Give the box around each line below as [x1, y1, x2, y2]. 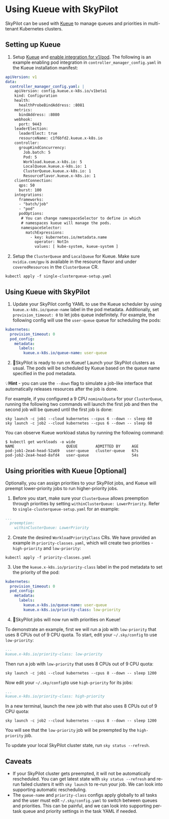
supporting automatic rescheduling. [12, 787, 87, 793]
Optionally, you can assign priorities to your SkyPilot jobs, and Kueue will [5, 480, 156, 486]
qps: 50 [18, 182, 35, 188]
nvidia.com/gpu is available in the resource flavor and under [12, 258, 137, 265]
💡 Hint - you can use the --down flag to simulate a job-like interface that [5, 380, 152, 386]
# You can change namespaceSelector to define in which [21, 216, 141, 221]
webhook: [14, 117, 33, 122]
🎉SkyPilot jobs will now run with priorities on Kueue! [12, 616, 121, 622]
